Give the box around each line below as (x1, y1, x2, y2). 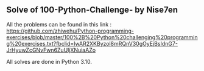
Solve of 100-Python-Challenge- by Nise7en (6, 5, 178, 15)
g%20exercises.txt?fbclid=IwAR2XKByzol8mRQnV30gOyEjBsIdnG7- (6, 40, 178, 47)
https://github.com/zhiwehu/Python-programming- (6, 27, 134, 34)
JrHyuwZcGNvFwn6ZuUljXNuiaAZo (6, 46, 96, 54)
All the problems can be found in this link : (6, 20, 112, 28)
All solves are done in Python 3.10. (6, 58, 93, 65)
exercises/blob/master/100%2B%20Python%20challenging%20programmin (6, 33, 198, 41)
